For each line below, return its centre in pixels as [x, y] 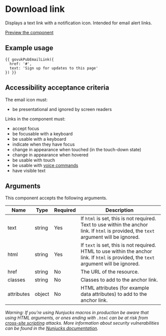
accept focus [26, 128]
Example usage [29, 48]
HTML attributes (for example [115, 288]
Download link [35, 9]
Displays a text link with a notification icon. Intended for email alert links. [79, 23]
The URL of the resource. [110, 272]
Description [120, 210]
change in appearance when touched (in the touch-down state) [77, 149]
